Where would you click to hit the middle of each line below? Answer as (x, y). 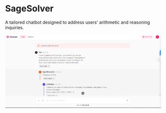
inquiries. (15, 27)
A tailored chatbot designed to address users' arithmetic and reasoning (78, 22)
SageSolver (29, 9)
